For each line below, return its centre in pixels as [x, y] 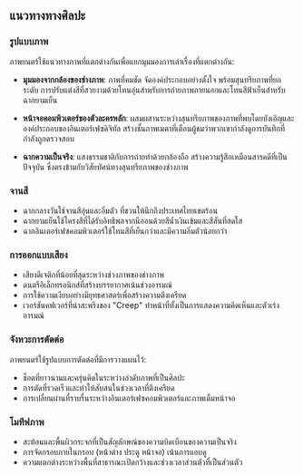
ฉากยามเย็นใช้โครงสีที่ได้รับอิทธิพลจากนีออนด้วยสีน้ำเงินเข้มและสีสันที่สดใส [132, 220]
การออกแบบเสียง [39, 255]
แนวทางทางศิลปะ [48, 16]
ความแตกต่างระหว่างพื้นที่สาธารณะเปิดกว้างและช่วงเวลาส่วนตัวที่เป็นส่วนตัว [132, 461]
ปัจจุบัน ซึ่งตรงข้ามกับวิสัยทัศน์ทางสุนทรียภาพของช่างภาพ [105, 167]
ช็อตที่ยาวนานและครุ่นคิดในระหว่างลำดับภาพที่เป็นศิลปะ [103, 377]
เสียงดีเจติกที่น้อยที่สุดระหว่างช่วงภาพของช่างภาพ [93, 275]
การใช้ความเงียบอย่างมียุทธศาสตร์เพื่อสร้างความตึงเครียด [104, 296]
